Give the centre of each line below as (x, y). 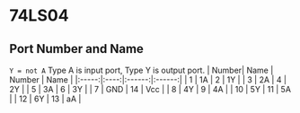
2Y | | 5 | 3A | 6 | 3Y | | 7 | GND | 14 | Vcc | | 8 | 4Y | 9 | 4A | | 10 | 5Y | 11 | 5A (150, 89)
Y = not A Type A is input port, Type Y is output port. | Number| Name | (141, 70)
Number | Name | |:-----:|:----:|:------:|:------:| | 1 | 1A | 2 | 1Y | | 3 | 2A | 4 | (148, 80)
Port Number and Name (76, 49)
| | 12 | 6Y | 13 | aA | (45, 99)
